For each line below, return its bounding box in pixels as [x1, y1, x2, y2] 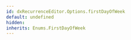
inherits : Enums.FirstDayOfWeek [6, 25, 86, 31]
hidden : [6, 19, 25, 25]
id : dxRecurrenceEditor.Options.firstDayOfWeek [6, 8, 126, 15]
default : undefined [6, 14, 54, 20]
